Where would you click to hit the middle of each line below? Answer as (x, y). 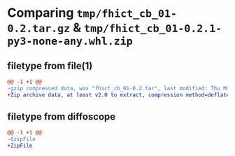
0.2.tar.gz (39, 29)
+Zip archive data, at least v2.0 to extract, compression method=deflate (119, 95)
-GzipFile (22, 139)
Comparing (41, 13)
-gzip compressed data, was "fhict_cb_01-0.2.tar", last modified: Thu (114, 88)
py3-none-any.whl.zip (70, 42)
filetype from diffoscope (62, 117)
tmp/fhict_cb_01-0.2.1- (153, 29)
